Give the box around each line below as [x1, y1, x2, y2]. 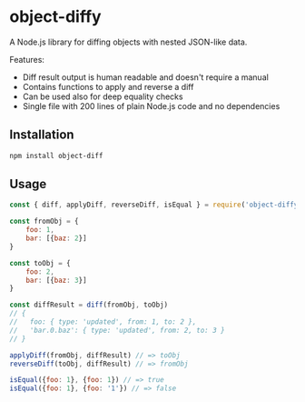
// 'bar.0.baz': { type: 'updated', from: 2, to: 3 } [9, 326, 225, 335]
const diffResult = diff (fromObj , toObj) [9, 300, 169, 310]
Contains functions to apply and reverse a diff [22, 81, 194, 92]
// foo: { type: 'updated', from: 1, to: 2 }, [9, 317, 197, 327]
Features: [9, 54, 45, 65]
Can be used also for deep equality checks [22, 91, 183, 102]
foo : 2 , [25, 266, 54, 276]
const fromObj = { [9, 216, 79, 226]
